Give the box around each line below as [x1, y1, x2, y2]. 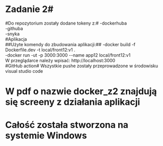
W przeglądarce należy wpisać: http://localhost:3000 [5, 57, 116, 63]
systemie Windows [5, 130, 87, 141]
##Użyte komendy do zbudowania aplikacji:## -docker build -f [5, 41, 136, 47]
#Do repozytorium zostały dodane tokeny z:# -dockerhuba [5, 20, 127, 26]
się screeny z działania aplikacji [5, 96, 140, 108]
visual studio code [5, 68, 43, 74]
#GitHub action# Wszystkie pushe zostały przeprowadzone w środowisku [5, 63, 158, 69]
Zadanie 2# [5, 4, 54, 15]
